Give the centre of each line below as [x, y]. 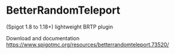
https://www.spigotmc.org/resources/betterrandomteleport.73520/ [88, 45]
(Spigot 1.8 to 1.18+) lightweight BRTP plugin [60, 27]
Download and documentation [43, 38]
